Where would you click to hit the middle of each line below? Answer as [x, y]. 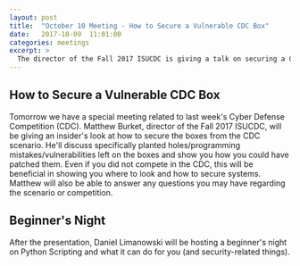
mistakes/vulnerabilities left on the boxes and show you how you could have [149, 154]
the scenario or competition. [61, 192]
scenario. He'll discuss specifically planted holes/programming [125, 145]
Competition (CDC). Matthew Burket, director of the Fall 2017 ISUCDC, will [146, 126]
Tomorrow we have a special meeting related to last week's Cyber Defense [147, 116]
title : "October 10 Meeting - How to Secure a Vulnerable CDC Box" [139, 26]
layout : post [33, 17]
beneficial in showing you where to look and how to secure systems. [135, 173]
